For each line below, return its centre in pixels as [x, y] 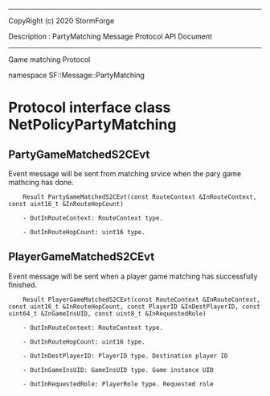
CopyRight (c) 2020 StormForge [61, 21]
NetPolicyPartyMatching [92, 125]
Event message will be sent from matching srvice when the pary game [125, 173]
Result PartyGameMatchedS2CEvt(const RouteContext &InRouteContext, [140, 197]
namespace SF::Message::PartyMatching [76, 75]
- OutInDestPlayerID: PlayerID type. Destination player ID [125, 356]
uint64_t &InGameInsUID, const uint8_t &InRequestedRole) [107, 313]
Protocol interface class [90, 107]
